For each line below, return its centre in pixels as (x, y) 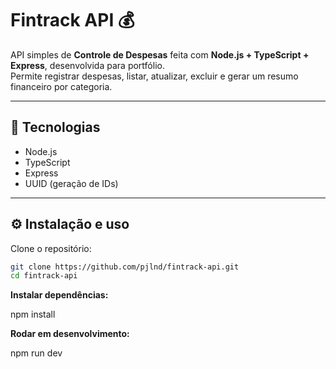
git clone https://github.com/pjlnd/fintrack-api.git (125, 267)
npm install (33, 314)
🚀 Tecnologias (55, 127)
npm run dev (36, 353)
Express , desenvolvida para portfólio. (87, 65)
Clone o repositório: (51, 248)
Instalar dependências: (59, 295)
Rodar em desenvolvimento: (70, 334)
